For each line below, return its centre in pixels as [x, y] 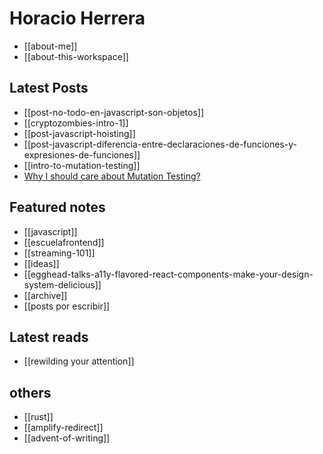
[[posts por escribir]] [67, 306]
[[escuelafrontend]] [64, 242]
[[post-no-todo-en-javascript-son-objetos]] [114, 112]
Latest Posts [49, 88]
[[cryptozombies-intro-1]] [76, 123]
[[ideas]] [41, 263]
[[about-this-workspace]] [76, 56]
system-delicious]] [62, 284]
